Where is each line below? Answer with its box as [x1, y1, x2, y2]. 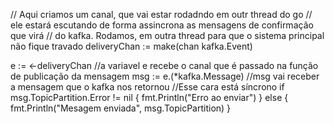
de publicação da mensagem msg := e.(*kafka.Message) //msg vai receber [10, 70, 320, 82]
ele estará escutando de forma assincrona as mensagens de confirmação [10, 19, 314, 31]
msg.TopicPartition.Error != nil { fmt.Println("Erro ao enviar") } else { [10, 92, 289, 103]
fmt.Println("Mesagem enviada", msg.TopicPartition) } [10, 102, 232, 114]
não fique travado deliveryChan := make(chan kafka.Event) [10, 40, 253, 52]
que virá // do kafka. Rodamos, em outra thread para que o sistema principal [10, 30, 325, 41]
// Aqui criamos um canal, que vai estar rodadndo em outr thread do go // [10, 9, 313, 20]
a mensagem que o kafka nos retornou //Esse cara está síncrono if [10, 81, 285, 93]
